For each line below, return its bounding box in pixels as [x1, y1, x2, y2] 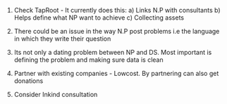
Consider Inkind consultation [13, 91, 98, 98]
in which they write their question [13, 34, 111, 43]
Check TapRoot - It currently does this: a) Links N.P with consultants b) [13, 6, 221, 14]
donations [13, 77, 44, 85]
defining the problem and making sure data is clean [13, 56, 164, 64]
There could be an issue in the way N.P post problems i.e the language [13, 27, 220, 35]
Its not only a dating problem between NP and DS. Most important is [13, 48, 212, 56]
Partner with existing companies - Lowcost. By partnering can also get [13, 70, 219, 77]
